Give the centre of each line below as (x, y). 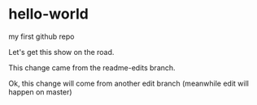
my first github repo (41, 36)
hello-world (49, 14)
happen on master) (40, 92)
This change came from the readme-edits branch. (92, 67)
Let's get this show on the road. (61, 52)
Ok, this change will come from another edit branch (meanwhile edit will (129, 83)
